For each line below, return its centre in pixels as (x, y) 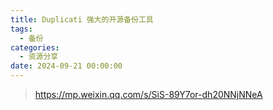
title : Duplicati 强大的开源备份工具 (82, 19)
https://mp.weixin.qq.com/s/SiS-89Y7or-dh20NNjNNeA (148, 94)
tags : (21, 29)
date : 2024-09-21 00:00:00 (66, 66)
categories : (35, 47)
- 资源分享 (39, 57)
